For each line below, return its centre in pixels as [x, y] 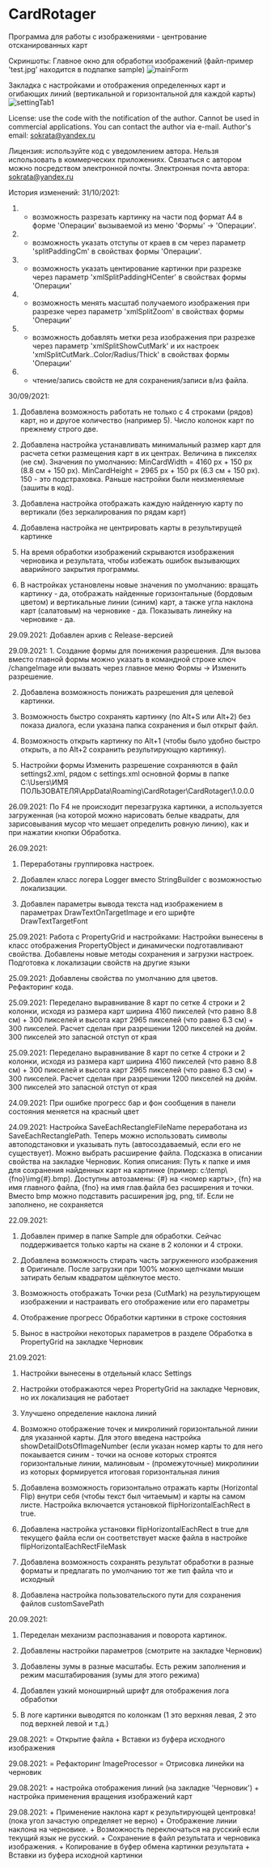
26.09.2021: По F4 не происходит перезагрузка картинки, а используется [135, 806]
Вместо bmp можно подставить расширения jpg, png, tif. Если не [121, 1196]
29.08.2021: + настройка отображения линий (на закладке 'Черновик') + [134, 1788]
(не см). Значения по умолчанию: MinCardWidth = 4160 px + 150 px [136, 462]
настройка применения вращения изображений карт [100, 1796]
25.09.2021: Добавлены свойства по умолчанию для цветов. [113, 978]
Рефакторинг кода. [41, 987]
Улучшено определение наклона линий [88, 1413]
